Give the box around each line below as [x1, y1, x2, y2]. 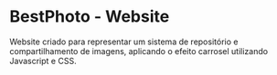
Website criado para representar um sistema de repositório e [9, 36, 239, 47]
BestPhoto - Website [9, 6, 170, 27]
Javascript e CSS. [9, 55, 77, 66]
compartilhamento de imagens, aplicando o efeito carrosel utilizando [9, 45, 268, 56]
